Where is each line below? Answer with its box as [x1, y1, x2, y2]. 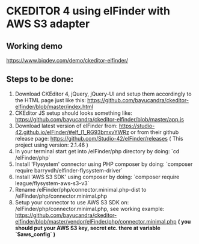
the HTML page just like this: [14, 96, 86, 103]
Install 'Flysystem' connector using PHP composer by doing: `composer [14, 160, 193, 168]
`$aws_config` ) [14, 230, 56, 238]
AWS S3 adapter [6, 17, 90, 31]
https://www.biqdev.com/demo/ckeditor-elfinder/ [6, 57, 128, 64]
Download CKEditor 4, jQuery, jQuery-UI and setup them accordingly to [14, 90, 192, 97]
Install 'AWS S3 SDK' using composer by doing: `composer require [14, 173, 180, 180]
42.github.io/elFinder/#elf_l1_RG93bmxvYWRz [14, 128, 129, 136]
